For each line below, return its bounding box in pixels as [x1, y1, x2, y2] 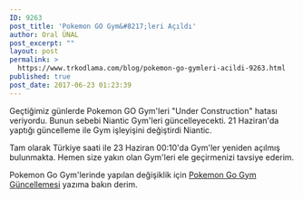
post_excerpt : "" [9, 38, 75, 48]
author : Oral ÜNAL [9, 30, 79, 39]
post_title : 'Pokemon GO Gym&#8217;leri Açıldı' [9, 22, 197, 31]
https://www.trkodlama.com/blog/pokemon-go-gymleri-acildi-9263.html [17, 64, 286, 73]
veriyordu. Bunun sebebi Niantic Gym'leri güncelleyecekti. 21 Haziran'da [9, 115, 279, 126]
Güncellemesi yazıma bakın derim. [9, 178, 138, 190]
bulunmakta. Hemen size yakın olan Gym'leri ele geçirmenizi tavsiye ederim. [9, 151, 295, 163]
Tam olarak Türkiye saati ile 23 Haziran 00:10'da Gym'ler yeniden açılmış [9, 142, 281, 153]
